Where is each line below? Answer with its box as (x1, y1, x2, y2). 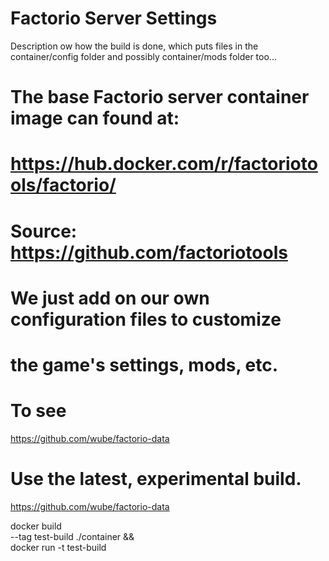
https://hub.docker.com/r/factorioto (10, 153, 318, 176)
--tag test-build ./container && (10, 530, 135, 542)
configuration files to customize (10, 308, 282, 331)
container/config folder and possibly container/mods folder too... (10, 50, 277, 62)
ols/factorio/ (10, 174, 117, 197)
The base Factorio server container (10, 86, 310, 109)
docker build (10, 520, 62, 532)
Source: (10, 220, 78, 242)
